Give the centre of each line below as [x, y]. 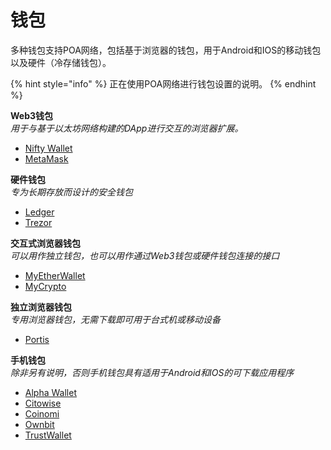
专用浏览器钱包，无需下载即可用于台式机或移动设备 [115, 319]
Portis [37, 339]
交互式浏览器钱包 [45, 243]
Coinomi [42, 413]
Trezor [38, 222]
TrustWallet [48, 435]
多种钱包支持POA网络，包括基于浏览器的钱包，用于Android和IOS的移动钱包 [166, 50]
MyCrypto [45, 286]
